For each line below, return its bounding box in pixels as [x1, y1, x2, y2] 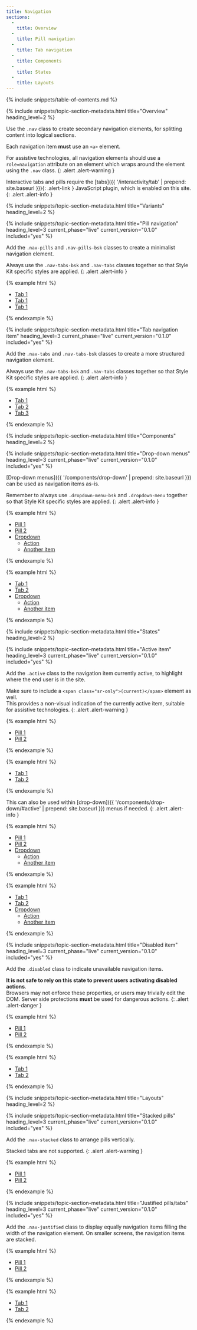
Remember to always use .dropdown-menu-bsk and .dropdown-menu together [6, 492, 188, 498]
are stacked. [6, 1236, 37, 1243]
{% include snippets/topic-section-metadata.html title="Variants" [6, 202, 165, 209]
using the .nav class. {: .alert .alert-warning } [6, 167, 115, 174]
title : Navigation [6, 8, 51, 15]
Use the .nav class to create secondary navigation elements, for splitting [6, 125, 182, 132]
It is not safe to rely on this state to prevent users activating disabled [6, 977, 178, 984]
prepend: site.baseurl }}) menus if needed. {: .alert [45, 805, 168, 812]
